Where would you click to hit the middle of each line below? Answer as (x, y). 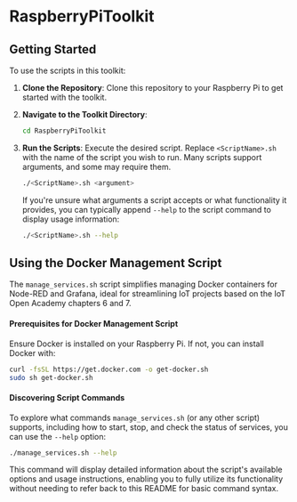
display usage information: (71, 219)
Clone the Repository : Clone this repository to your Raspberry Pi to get (153, 88)
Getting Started (53, 49)
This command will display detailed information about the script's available (146, 470)
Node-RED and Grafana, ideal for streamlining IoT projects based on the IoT (148, 294)
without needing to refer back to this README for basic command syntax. (144, 489)
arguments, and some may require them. (96, 166)
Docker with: (32, 352)
